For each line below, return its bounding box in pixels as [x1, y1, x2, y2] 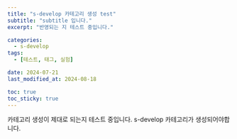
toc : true [7, 88, 37, 96]
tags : [7, 50, 23, 57]
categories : [7, 36, 43, 43]
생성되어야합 [194, 115, 231, 124]
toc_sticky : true [7, 95, 59, 102]
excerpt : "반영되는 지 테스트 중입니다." [7, 23, 114, 30]
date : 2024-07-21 [7, 69, 59, 76]
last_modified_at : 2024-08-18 [7, 75, 97, 82]
